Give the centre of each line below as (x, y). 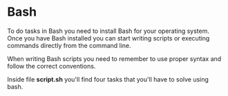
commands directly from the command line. (69, 45)
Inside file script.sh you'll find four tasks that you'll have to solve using (108, 79)
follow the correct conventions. (51, 66)
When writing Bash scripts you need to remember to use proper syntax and (114, 58)
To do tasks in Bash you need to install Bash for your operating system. (108, 31)
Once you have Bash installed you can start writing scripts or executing (108, 38)
